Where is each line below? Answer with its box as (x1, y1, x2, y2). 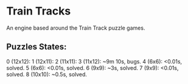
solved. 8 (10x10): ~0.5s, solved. (6, 71, 87, 78)
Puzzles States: (6, 42, 67, 52)
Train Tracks (6, 4, 71, 18)
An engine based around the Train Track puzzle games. (6, 24, 145, 31)
